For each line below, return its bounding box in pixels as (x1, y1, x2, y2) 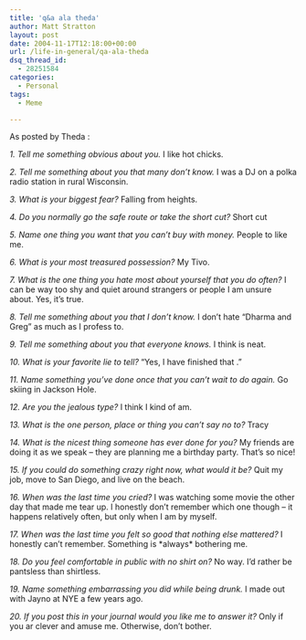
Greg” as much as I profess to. (9, 321, 124, 332)
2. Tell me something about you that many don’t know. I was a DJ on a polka (9, 166, 297, 178)
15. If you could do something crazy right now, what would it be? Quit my (9, 465, 283, 476)
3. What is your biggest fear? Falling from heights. (9, 194, 198, 205)
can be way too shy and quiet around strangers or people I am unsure (9, 284, 272, 295)
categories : (9, 73, 55, 82)
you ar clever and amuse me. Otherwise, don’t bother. (9, 621, 212, 632)
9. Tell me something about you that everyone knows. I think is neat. (9, 339, 267, 350)
